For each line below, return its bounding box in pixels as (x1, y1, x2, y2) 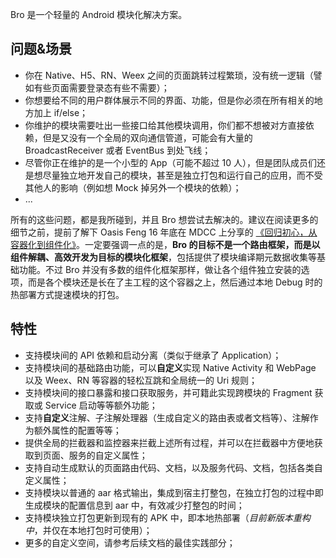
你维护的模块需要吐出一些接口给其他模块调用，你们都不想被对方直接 (24, 119, 306, 131)
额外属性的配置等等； (33, 424, 122, 436)
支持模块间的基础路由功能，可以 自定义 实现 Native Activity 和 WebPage (24, 361, 317, 373)
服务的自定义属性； (68, 449, 148, 461)
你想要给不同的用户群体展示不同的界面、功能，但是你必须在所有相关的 (24, 94, 315, 106)
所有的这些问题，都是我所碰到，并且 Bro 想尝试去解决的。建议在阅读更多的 (10, 213, 319, 225)
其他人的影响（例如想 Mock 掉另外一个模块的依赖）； (24, 181, 242, 193)
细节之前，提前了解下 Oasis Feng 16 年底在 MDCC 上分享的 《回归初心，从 (10, 226, 318, 238)
